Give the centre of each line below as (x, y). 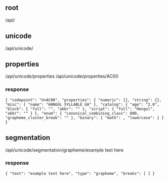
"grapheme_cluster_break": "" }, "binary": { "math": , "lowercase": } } (85, 118)
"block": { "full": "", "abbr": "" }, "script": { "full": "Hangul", (80, 109)
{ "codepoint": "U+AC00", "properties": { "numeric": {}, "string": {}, (83, 100)
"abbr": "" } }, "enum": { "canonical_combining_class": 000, (72, 113)
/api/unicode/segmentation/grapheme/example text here (65, 150)
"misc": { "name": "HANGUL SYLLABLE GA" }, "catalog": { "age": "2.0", (82, 104)
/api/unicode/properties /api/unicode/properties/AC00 (62, 76)
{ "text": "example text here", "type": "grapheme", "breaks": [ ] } (80, 173)
